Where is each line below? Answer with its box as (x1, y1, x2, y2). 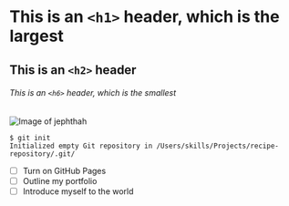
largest (9, 26, 64, 46)
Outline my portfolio (22, 175, 98, 186)
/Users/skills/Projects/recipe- (156, 141, 280, 150)
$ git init (9, 133, 51, 142)
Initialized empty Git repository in (9, 141, 153, 150)
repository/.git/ (9, 149, 76, 159)
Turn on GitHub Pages (22, 165, 107, 176)
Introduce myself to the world (22, 185, 134, 197)
